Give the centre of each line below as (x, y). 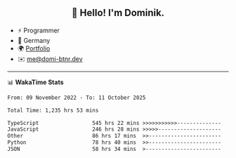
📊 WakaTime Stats (36, 82)
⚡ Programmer (38, 30)
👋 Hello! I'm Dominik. (118, 13)
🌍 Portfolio (34, 48)
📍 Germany (34, 40)
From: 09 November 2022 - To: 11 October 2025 (77, 98)
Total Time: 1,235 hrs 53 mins (53, 110)
